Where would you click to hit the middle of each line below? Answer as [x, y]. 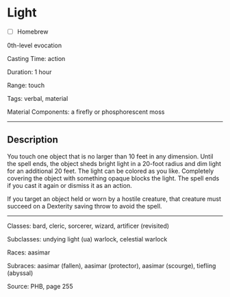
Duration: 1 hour [29, 72]
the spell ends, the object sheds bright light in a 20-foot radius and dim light [114, 163]
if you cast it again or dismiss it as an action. [69, 185]
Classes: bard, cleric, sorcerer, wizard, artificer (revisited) [88, 226]
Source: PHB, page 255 [40, 286]
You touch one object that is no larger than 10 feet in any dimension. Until [110, 156]
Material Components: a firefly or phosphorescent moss [86, 112]
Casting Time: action [36, 59]
